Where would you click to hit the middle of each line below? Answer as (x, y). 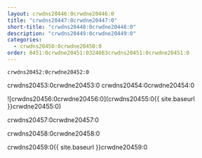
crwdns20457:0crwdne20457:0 (53, 119)
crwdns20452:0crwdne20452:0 (48, 72)
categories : (25, 40)
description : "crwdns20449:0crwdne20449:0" (72, 33)
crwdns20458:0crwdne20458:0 (54, 133)
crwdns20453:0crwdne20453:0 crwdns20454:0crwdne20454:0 (101, 85)
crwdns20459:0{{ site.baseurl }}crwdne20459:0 (78, 147)
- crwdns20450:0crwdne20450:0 (58, 46)
